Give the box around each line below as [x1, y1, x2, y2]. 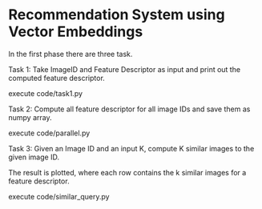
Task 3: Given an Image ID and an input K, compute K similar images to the [8, 143, 255, 153]
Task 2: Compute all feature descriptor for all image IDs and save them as [8, 104, 251, 114]
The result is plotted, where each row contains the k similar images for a [8, 167, 247, 177]
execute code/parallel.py [8, 128, 91, 138]
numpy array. [8, 112, 52, 122]
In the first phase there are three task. [8, 49, 133, 58]
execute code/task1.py [8, 88, 83, 98]
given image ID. [8, 152, 60, 162]
